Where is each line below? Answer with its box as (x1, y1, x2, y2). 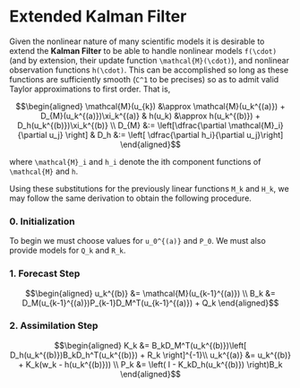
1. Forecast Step (9, 267, 81, 280)
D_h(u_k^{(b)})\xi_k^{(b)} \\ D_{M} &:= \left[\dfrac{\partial (17, 119, 227, 131)
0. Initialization (9, 215, 75, 228)
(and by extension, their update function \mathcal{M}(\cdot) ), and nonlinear (9, 55, 289, 65)
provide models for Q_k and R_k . (9, 245, 126, 256)
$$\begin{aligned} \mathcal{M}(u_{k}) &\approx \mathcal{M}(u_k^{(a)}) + (15, 100, 286, 111)
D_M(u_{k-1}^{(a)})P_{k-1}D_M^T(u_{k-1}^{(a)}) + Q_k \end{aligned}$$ (21, 297, 279, 308)
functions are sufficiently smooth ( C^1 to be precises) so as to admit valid (9, 73, 279, 84)
